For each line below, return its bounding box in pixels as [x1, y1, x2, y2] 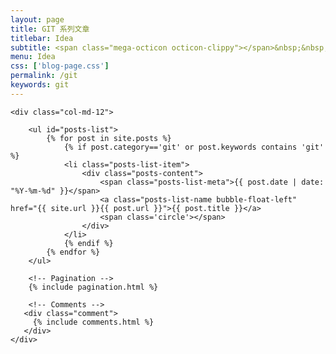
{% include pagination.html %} [28, 282, 159, 292]
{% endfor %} [46, 247, 101, 257]
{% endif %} [63, 238, 114, 248]
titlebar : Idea [10, 33, 74, 43]
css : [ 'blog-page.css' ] [10, 61, 110, 71]
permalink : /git [10, 71, 78, 81]
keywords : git [10, 80, 70, 90]
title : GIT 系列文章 [10, 24, 90, 34]
